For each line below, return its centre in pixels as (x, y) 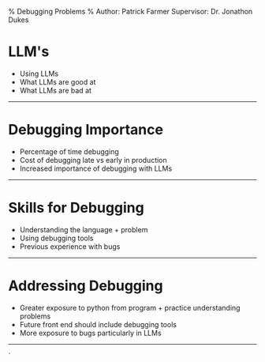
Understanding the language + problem (84, 229)
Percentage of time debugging (69, 151)
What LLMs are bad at (56, 90)
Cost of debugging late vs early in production (93, 160)
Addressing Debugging (86, 286)
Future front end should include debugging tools (98, 324)
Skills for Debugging (76, 208)
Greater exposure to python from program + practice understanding (130, 307)
